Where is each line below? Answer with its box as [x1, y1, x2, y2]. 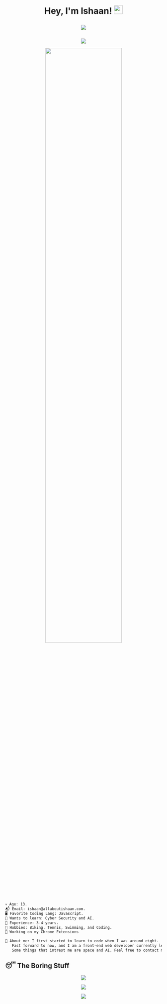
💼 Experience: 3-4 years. [5, 920, 59, 925]
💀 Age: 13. [5, 902, 27, 907]
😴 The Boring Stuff [5, 962, 70, 970]
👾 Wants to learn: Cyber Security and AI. [5, 915, 94, 921]
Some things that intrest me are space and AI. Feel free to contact [11, 948, 159, 953]
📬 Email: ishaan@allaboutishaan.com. [5, 906, 85, 911]
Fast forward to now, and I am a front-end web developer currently [11, 943, 157, 948]
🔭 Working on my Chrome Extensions [5, 929, 79, 935]
